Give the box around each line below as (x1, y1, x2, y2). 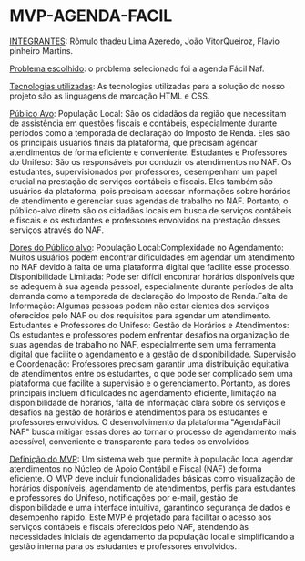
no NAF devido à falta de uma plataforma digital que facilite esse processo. (9, 261, 292, 272)
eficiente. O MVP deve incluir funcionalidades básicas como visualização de (9, 473, 296, 483)
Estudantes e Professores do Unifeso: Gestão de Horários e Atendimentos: (9, 319, 290, 330)
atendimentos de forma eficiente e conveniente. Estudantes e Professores (9, 147, 288, 158)
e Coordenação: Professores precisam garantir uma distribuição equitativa (9, 358, 290, 369)
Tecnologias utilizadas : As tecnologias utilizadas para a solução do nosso (9, 80, 285, 91)
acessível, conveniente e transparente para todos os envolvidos (9, 435, 249, 447)
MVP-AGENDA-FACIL (9, 5, 173, 26)
